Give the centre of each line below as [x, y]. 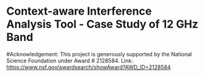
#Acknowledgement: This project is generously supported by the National [99, 54]
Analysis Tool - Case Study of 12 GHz [102, 24]
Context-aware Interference [79, 11]
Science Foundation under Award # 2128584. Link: [70, 61]
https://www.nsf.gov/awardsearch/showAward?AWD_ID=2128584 [89, 67]
